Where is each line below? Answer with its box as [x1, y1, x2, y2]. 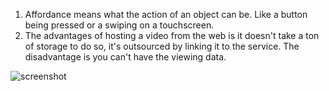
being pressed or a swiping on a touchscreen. [24, 19, 215, 31]
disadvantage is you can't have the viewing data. [24, 51, 227, 63]
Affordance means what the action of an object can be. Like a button [24, 9, 308, 20]
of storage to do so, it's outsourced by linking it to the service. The [24, 40, 300, 52]
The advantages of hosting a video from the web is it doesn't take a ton [24, 30, 320, 41]
